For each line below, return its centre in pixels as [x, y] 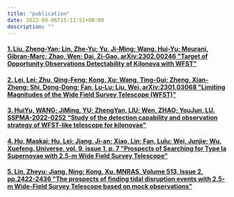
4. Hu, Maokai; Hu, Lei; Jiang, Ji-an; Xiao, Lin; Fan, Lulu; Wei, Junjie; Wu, [115, 141]
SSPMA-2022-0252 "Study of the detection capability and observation [112, 118]
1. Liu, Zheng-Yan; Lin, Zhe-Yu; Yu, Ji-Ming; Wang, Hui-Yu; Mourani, [108, 49]
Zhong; [18, 87]
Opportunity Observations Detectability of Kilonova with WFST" [102, 63]
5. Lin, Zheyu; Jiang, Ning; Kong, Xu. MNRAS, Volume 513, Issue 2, [106, 172]
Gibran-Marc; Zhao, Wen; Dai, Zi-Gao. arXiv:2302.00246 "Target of [108, 56]
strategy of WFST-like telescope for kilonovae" [77, 125]
